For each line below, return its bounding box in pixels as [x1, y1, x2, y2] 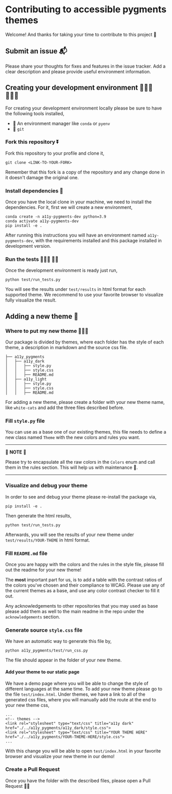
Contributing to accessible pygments [5, 4, 167, 15]
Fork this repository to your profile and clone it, [5, 150, 104, 156]
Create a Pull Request [5, 766, 60, 773]
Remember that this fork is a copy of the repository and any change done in [5, 169, 165, 175]
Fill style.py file [5, 417, 45, 424]
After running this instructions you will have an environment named [5, 232, 147, 239]
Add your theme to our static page [5, 669, 80, 675]
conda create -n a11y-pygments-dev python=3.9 [5, 214, 106, 220]
